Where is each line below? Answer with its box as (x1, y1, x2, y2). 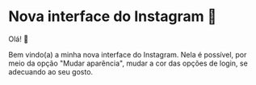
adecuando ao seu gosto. (8, 66, 94, 76)
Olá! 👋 (8, 34, 29, 44)
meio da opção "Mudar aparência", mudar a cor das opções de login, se (8, 58, 248, 68)
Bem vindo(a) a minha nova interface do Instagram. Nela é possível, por (8, 49, 247, 59)
